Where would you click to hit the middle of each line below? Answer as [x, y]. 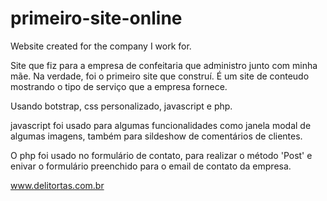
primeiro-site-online [96, 18]
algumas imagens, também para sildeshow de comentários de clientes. [156, 136]
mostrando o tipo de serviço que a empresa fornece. [119, 86]
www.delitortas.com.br [57, 185]
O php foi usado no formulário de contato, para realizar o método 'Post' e [161, 155]
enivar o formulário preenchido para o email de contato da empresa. [151, 166]
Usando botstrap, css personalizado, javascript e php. [121, 106]
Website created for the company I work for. [101, 46]
